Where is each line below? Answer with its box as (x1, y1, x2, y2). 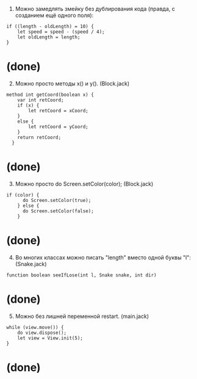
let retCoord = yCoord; (28, 123, 88, 130)
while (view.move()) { (6, 324, 64, 330)
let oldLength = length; (17, 34, 81, 40)
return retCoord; (17, 134, 62, 140)
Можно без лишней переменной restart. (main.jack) (15, 312, 149, 320)
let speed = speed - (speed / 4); (17, 29, 105, 35)
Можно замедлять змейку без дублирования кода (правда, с (15, 5, 175, 12)
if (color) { (6, 192, 40, 198)
